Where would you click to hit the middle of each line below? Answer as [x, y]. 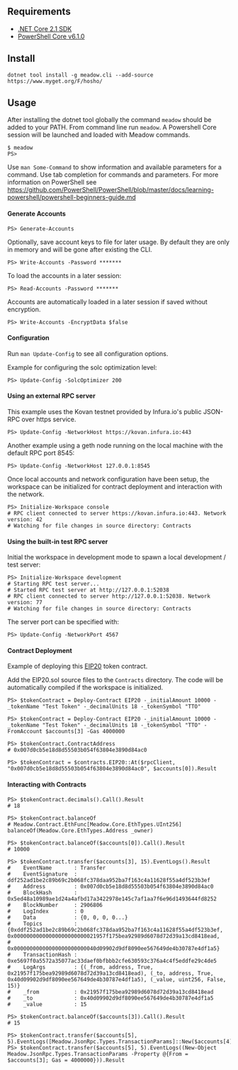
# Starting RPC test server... [53, 584]
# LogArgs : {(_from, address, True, [80, 967]
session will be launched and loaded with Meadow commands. [99, 135]
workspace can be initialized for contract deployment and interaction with [115, 487]
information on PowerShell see [52, 182]
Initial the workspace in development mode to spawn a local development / [117, 557]
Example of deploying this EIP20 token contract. [78, 667]
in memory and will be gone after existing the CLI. [80, 249]
